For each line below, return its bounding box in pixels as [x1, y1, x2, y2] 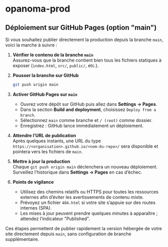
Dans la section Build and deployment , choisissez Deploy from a [20, 106, 156, 112]
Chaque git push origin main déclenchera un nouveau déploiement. [12, 163, 158, 170]
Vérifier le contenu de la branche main [12, 52, 94, 58]
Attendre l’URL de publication [12, 132, 76, 138]
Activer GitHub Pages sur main [12, 91, 78, 97]
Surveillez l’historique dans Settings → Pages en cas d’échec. [12, 169, 143, 175]
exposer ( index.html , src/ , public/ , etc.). [12, 63, 99, 68]
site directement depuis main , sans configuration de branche [5, 231, 131, 237]
